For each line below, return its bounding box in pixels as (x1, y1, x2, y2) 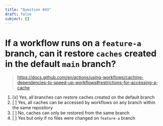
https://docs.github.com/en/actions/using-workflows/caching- (17, 75, 144, 80)
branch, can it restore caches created (5, 48, 157, 59)
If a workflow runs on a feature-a (5, 37, 141, 49)
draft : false (5, 12, 32, 17)
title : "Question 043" (5, 7, 51, 12)
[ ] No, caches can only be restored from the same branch (12, 110, 130, 116)
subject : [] (5, 16, 29, 21)
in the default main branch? (5, 58, 116, 69)
